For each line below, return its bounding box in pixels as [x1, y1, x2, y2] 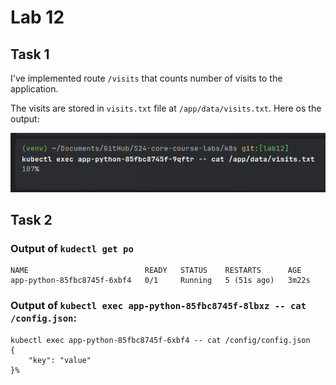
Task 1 [10, 46, 50, 63]
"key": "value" [28, 355, 92, 365]
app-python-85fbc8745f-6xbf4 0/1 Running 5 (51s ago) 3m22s [10, 276, 311, 286]
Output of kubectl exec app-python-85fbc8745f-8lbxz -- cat [10, 299, 307, 313]
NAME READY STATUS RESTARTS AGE [10, 266, 302, 276]
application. [10, 83, 59, 95]
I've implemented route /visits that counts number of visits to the [10, 72, 283, 84]
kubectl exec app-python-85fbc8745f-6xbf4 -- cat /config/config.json [10, 335, 311, 345]
